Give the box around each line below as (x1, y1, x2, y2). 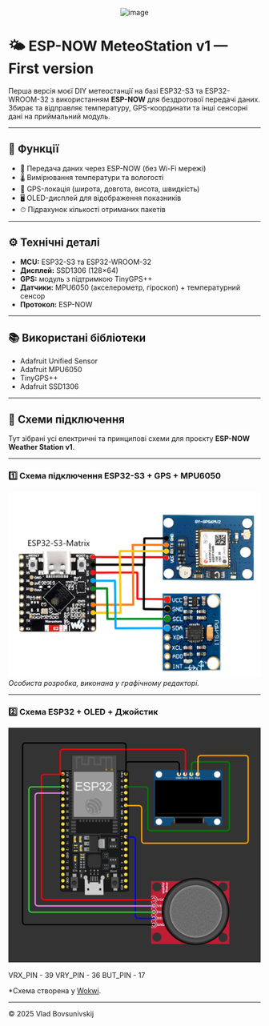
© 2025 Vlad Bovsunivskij (8, 1009, 94, 1019)
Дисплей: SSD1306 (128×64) (19, 265, 118, 275)
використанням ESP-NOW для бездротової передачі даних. (55, 94, 260, 104)
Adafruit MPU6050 (19, 365, 82, 375)
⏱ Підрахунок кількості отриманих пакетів (19, 204, 166, 214)
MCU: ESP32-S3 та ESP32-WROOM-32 (19, 257, 152, 267)
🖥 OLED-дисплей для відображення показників (19, 193, 182, 202)
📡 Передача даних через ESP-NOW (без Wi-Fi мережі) (19, 163, 207, 173)
